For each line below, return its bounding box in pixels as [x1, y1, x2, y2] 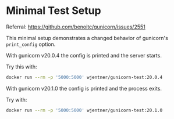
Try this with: [6, 63, 37, 70]
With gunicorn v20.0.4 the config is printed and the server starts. [6, 52, 162, 59]
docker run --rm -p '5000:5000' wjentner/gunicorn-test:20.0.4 [6, 74, 163, 80]
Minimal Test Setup [6, 4, 101, 17]
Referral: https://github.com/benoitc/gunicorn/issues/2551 [6, 23, 145, 30]
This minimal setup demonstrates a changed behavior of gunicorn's [6, 34, 169, 41]
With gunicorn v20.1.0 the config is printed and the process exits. [6, 85, 162, 92]
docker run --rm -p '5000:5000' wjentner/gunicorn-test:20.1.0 [6, 107, 163, 113]
